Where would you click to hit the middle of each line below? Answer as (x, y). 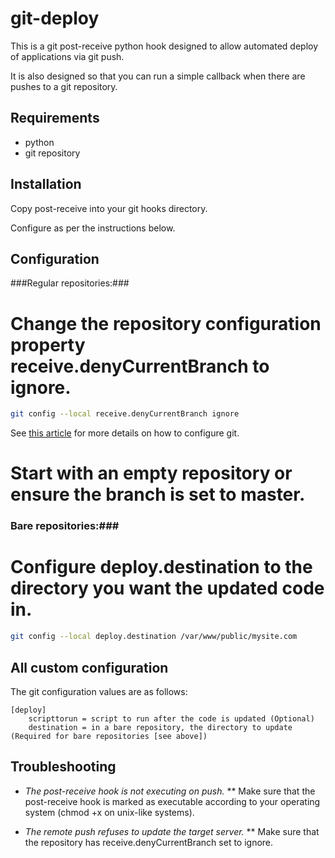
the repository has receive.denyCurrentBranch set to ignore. (149, 842)
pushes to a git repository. (64, 86)
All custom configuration (89, 667)
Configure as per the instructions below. (93, 228)
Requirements (55, 118)
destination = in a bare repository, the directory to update (160, 727)
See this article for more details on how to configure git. (125, 433)
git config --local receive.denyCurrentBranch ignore (125, 414)
